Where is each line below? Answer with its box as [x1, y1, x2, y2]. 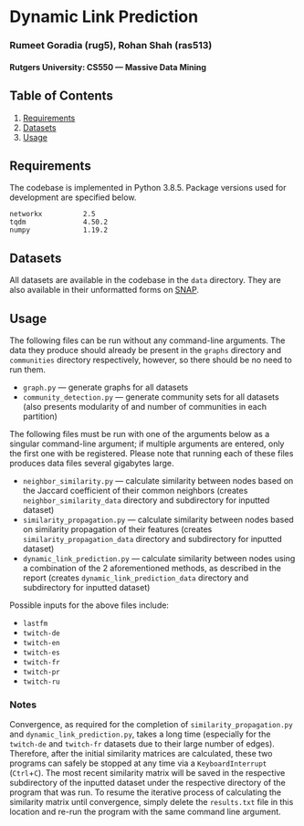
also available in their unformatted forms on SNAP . [9, 285, 199, 296]
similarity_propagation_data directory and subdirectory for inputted [22, 533, 283, 544]
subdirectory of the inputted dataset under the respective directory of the [9, 778, 286, 789]
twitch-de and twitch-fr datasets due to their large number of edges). [9, 738, 276, 749]
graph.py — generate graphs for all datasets [22, 382, 189, 392]
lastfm [22, 619, 48, 628]
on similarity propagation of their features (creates [22, 523, 213, 535]
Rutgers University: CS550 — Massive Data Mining [9, 61, 207, 72]
